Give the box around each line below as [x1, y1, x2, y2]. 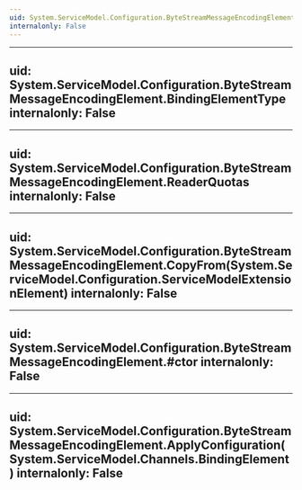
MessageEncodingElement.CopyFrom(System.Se [9, 257, 293, 272]
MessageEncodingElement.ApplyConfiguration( [9, 438, 286, 453]
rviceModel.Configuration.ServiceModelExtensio [9, 272, 292, 287]
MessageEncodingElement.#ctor [9, 354, 199, 370]
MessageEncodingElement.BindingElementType [9, 91, 287, 106]
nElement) [9, 285, 69, 301]
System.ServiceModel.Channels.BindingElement [9, 451, 289, 468]
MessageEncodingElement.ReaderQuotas [9, 174, 250, 190]
